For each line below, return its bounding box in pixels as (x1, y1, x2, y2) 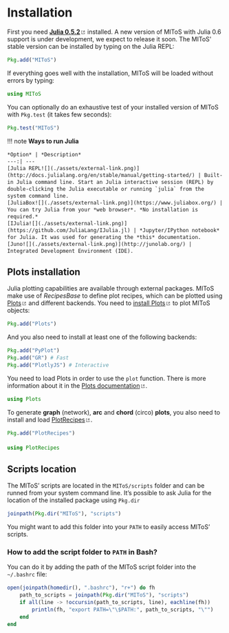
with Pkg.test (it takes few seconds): (7, 110, 112, 118)
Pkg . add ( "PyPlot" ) (7, 347, 60, 354)
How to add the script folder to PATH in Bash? (7, 547, 158, 557)
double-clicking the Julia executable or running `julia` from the (7, 185, 205, 192)
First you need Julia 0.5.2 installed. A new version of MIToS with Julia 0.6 (7, 28, 221, 36)
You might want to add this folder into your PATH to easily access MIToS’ (7, 523, 210, 531)
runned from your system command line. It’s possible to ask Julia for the (7, 489, 212, 497)
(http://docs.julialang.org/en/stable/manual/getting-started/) (7, 172, 195, 178)
